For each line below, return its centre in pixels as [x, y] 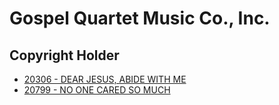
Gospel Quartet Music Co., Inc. [140, 18]
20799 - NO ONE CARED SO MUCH [97, 90]
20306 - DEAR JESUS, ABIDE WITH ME [105, 79]
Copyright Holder [64, 55]
